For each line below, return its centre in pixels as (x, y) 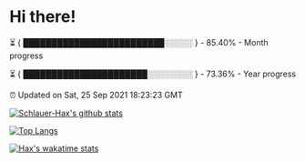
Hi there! (43, 17)
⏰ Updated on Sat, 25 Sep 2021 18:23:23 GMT (97, 95)
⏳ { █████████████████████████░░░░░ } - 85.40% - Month (139, 42)
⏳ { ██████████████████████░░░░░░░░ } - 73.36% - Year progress (153, 74)
